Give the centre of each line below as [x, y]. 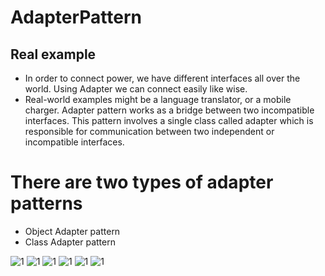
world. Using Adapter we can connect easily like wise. [136, 89]
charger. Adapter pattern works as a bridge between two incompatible [169, 110]
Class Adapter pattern [70, 242]
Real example [53, 54]
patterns [46, 203]
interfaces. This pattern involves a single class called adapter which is [169, 120]
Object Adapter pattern [72, 231]
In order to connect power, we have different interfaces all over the [162, 78]
